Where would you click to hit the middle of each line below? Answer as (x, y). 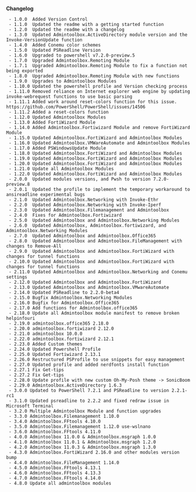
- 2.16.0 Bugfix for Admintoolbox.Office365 (64, 303)
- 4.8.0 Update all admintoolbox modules (60, 483)
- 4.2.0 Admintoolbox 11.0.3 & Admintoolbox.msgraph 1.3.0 (82, 447)
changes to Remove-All (34, 246)
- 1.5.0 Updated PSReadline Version (55, 50)
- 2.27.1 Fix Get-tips (36, 370)
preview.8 (18, 184)
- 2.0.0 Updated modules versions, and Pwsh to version (80, 179)
